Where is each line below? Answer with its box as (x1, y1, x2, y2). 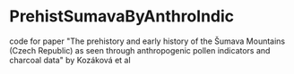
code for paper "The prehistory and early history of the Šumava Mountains (9, 36, 286, 46)
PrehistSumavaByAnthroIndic (9, 6, 235, 27)
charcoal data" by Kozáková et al (9, 54, 132, 65)
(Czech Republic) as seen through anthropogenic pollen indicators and (9, 45, 271, 55)
